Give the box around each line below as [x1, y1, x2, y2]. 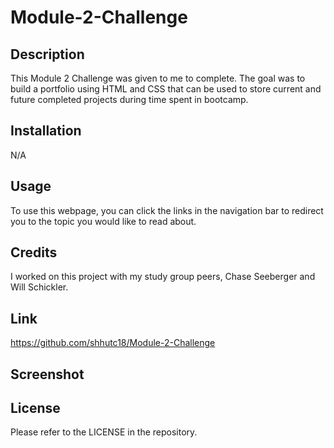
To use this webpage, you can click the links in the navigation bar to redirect [10, 204, 324, 216]
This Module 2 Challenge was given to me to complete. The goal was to [10, 72, 306, 84]
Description [10, 46, 85, 63]
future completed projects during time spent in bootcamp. [10, 94, 249, 105]
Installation [10, 122, 82, 140]
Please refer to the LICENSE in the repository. [10, 426, 198, 438]
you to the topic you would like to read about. [10, 215, 197, 227]
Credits [10, 244, 58, 261]
